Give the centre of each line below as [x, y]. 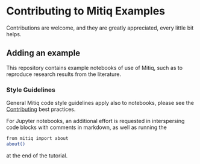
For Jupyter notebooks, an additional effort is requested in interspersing [95, 121]
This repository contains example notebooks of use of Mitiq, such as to [94, 68]
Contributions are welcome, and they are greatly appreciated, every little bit [100, 28]
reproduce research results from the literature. [64, 74]
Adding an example [43, 53]
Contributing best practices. [41, 109]
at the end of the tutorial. [37, 156]
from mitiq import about [37, 139]
